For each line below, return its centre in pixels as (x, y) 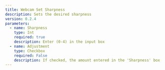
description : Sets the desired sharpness (48, 14)
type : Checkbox (30, 51)
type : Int (24, 33)
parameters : (17, 23)
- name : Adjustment (30, 46)
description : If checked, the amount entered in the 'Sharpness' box (87, 60)
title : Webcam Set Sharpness (35, 10)
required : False (31, 55)
